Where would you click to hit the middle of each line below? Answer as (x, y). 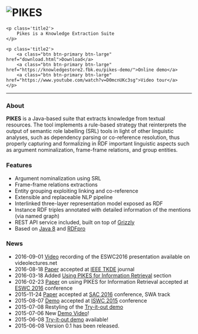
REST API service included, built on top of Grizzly (75, 222)
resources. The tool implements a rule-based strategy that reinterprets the (96, 125)
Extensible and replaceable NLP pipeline (64, 197)
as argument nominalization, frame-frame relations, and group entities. (92, 150)
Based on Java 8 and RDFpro (50, 228)
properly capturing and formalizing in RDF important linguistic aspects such (98, 144)
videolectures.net (36, 262)
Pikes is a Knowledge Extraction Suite (66, 33)
